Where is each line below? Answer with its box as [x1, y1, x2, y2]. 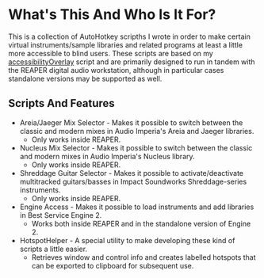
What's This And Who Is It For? [8, 6, 216, 24]
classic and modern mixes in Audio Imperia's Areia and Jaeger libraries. [19, 126, 254, 135]
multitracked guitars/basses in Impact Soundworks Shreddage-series [19, 177, 247, 186]
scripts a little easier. [19, 244, 88, 253]
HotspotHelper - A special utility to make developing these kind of [19, 235, 235, 245]
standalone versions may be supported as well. [8, 74, 163, 83]
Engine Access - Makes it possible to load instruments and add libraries [19, 202, 254, 211]
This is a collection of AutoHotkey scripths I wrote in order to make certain [8, 32, 251, 41]
